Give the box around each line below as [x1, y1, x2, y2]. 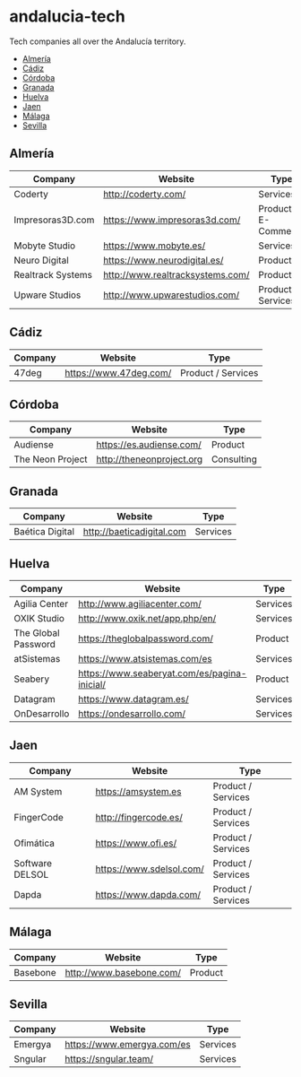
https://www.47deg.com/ [64, 366, 172, 378]
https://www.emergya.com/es [64, 1038, 191, 1051]
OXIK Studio [13, 612, 65, 624]
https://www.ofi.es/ [95, 837, 177, 849]
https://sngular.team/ [64, 1053, 154, 1065]
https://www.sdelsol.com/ [95, 863, 204, 875]
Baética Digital [13, 525, 74, 538]
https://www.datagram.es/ [77, 693, 190, 705]
